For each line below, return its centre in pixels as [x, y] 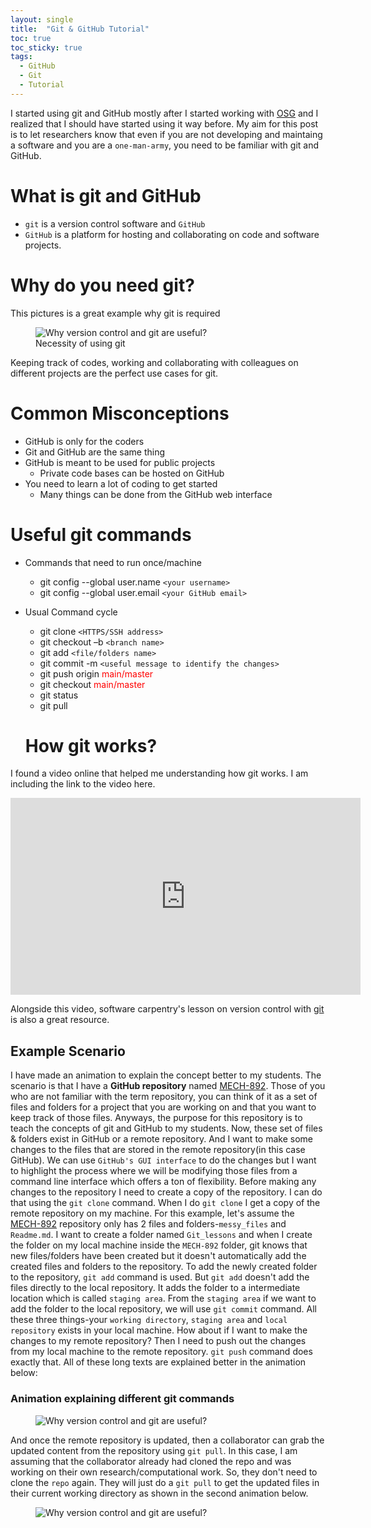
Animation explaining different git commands [122, 1399]
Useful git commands [101, 534]
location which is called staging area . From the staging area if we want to [163, 1298]
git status [59, 695]
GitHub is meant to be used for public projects [120, 462]
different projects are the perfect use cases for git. [114, 373]
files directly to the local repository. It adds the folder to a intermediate [155, 1288]
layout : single [42, 19]
